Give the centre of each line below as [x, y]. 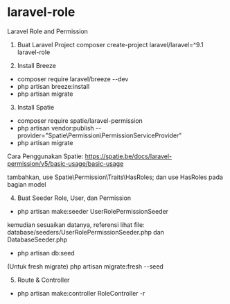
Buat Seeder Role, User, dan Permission [74, 198]
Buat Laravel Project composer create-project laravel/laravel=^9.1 [110, 44]
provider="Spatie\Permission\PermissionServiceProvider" [99, 135]
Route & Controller [43, 280]
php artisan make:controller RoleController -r [81, 293]
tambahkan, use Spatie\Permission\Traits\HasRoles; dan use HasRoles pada [115, 177]
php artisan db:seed [46, 253]
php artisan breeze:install [53, 86]
